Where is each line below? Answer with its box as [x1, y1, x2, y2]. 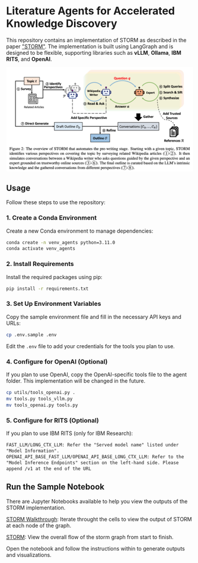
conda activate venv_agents [6, 246, 76, 252]
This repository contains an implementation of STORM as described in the [6, 36, 187, 43]
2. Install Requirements [6, 260, 74, 268]
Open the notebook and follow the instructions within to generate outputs [6, 545, 185, 552]
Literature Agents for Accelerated [6, 4, 175, 18]
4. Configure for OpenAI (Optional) [6, 357, 108, 365]
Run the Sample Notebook [6, 482, 105, 492]
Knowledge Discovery [6, 17, 117, 30]
